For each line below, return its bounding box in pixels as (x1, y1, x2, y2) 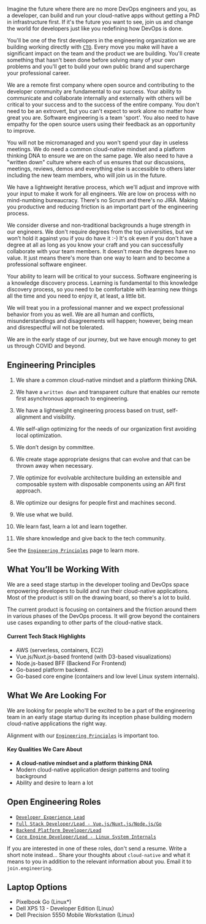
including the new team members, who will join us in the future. (7, 172, 167, 179)
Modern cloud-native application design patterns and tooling (15, 765, 170, 773)
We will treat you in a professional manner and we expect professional (7, 304, 185, 311)
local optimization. (15, 432, 63, 439)
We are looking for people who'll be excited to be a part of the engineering (7, 706, 195, 714)
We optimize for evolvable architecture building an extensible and (15, 473, 181, 481)
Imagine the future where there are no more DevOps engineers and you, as (7, 6, 197, 12)
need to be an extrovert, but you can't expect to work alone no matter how (7, 108, 195, 114)
